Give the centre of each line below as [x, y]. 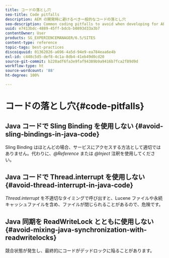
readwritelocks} [31, 238]
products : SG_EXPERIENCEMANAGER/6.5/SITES [50, 38]
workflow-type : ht [24, 66]
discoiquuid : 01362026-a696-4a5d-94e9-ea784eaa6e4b [60, 52]
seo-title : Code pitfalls [32, 15]
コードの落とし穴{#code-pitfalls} [75, 106]
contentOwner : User [26, 33]
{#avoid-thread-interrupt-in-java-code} [69, 185]
